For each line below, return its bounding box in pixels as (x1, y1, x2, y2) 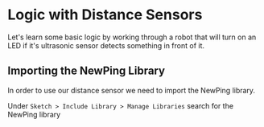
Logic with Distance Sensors (7, 6, 203, 24)
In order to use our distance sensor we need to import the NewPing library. (7, 85, 255, 95)
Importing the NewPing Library (7, 64, 166, 78)
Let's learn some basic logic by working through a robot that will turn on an (7, 32, 257, 42)
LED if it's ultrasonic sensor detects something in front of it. (7, 40, 205, 50)
